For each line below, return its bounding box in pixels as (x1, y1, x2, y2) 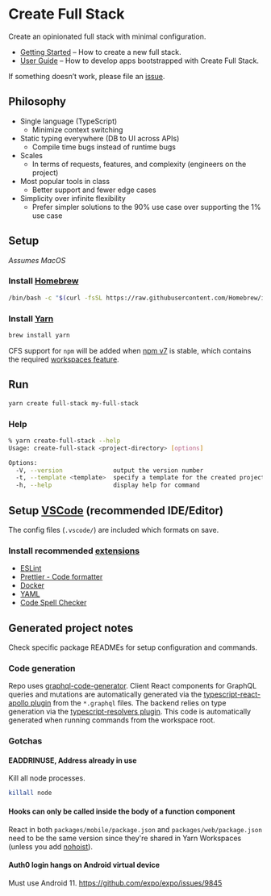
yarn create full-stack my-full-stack (8, 399, 139, 408)
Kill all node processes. (8, 773, 86, 783)
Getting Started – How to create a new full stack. (19, 47, 181, 57)
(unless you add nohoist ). (8, 841, 93, 852)
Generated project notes (8, 621, 134, 634)
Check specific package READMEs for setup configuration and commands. (8, 643, 258, 652)
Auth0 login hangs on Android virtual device (8, 860, 160, 870)
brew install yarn (8, 332, 70, 340)
